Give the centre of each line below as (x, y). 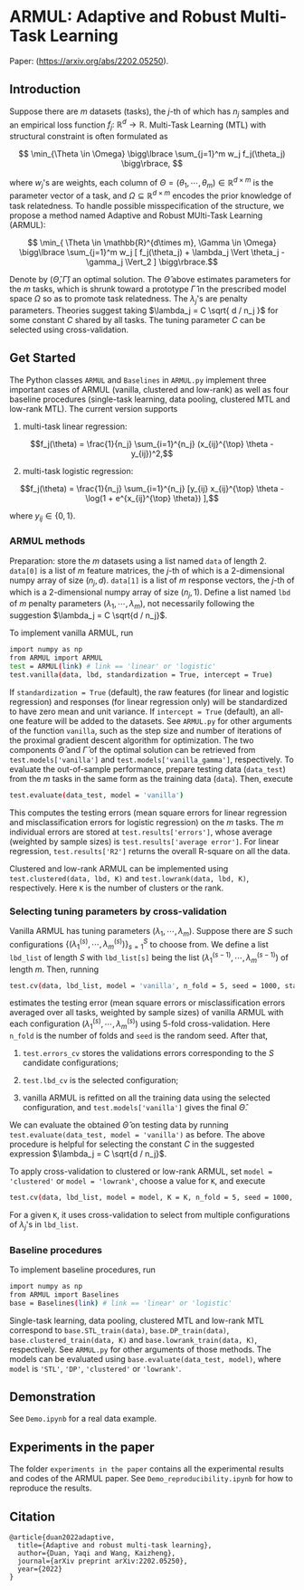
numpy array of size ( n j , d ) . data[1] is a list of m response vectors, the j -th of (152, 581)
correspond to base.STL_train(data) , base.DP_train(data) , (119, 1330)
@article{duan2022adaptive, (62, 1537)
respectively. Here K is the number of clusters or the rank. (117, 888)
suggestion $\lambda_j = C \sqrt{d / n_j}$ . (88, 615)
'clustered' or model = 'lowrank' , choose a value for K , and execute (138, 1181)
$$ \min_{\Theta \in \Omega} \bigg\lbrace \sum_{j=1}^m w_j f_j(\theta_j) (152, 154)
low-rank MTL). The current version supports (94, 408)
